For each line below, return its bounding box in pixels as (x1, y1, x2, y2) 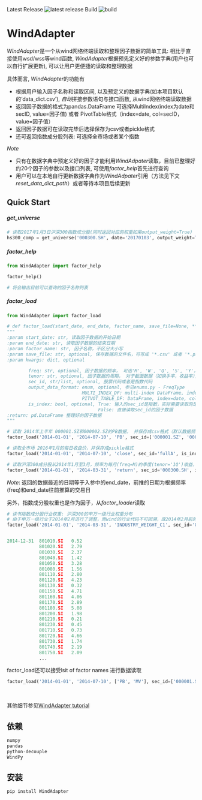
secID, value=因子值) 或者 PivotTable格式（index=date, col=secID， (15, 110, 183, 118)
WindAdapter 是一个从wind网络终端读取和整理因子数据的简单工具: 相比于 (7, 47, 186, 55)
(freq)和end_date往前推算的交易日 (7, 486, 91, 494)
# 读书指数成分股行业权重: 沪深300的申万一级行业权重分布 (7, 511, 133, 517)
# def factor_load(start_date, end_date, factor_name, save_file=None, (7, 323, 189, 329)
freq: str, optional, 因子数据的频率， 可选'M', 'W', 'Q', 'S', (28, 368, 183, 374)
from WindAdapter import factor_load (7, 312, 101, 318)
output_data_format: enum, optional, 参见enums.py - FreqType (28, 384, 185, 390)
